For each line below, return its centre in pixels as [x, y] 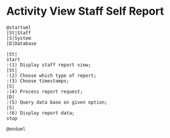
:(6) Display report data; [41, 113]
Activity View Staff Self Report [85, 11]
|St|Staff [19, 33]
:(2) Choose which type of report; [51, 75]
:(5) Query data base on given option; [57, 102]
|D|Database [21, 43]
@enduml [16, 129]
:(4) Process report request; [45, 92]
